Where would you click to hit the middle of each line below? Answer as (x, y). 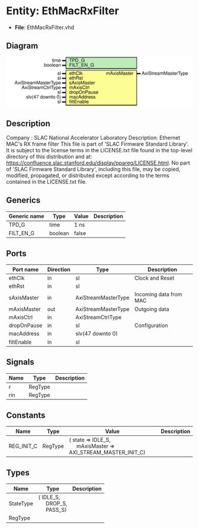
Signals (20, 362)
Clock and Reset (154, 278)
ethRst (17, 286)
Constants (26, 415)
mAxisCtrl (21, 317)
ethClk (17, 278)
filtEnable (20, 342)
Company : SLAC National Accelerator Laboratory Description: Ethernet (93, 137)
